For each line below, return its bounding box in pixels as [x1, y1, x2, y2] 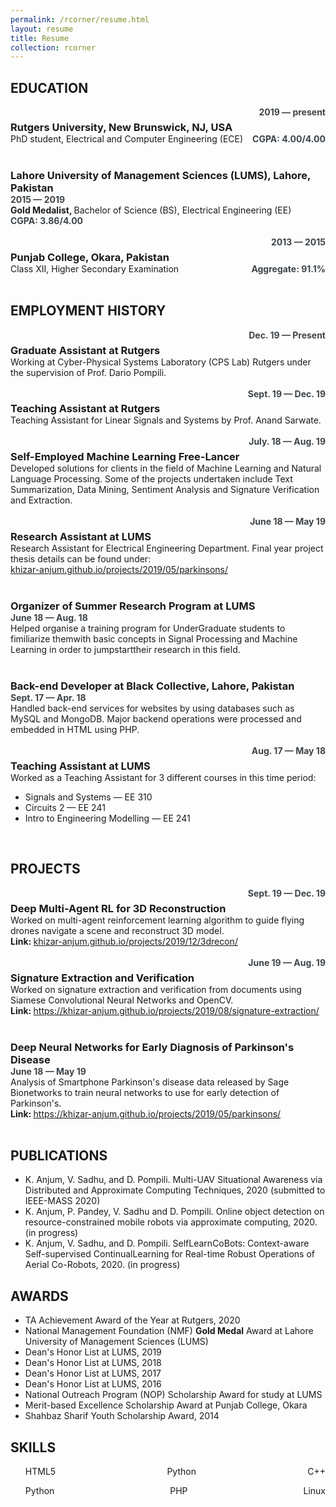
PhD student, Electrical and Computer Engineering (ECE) [10, 132, 244, 145]
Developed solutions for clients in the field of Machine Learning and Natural [10, 462, 322, 475]
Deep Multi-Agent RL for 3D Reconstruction [10, 901, 227, 915]
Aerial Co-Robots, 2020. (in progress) [24, 1259, 181, 1271]
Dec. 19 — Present [248, 329, 326, 341]
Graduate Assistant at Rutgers [10, 343, 161, 357]
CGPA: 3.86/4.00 [10, 214, 84, 226]
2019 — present [258, 106, 326, 118]
